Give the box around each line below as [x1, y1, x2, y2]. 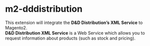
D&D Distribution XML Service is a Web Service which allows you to [5, 30, 145, 36]
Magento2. [5, 24, 27, 30]
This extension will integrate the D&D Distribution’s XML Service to [5, 20, 143, 25]
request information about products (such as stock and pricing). [5, 35, 136, 41]
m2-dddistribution [5, 3, 83, 15]
